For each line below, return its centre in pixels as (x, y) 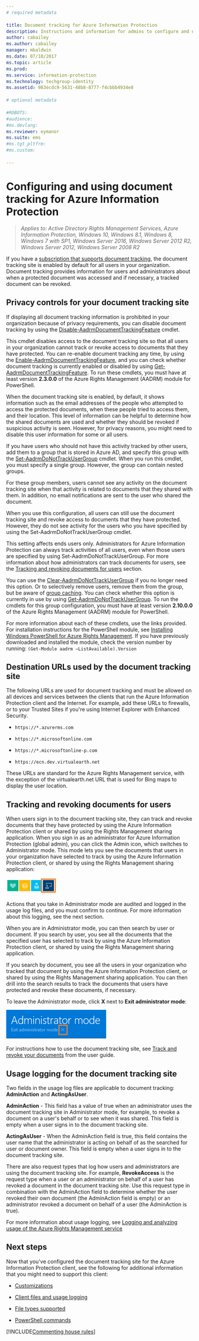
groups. (16, 471)
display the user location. (37, 786)
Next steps (27, 1247)
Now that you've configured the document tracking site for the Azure (90, 1261)
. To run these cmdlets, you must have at (137, 372)
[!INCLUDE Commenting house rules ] (51, 1332)
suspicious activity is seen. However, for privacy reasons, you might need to (99, 428)
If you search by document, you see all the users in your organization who (97, 965)
